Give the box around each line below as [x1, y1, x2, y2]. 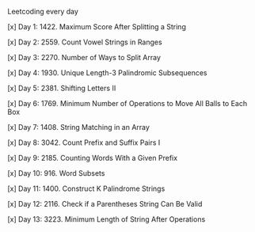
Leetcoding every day [7, 7, 78, 16]
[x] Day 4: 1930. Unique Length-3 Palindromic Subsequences [7, 68, 207, 78]
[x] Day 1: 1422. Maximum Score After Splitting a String [7, 22, 187, 31]
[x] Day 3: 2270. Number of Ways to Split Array [7, 53, 162, 62]
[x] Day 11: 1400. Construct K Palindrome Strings [7, 184, 166, 193]
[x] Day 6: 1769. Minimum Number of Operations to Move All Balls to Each [7, 99, 247, 108]
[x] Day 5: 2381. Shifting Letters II [7, 83, 116, 93]
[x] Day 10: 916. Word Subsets [7, 169, 105, 177]
